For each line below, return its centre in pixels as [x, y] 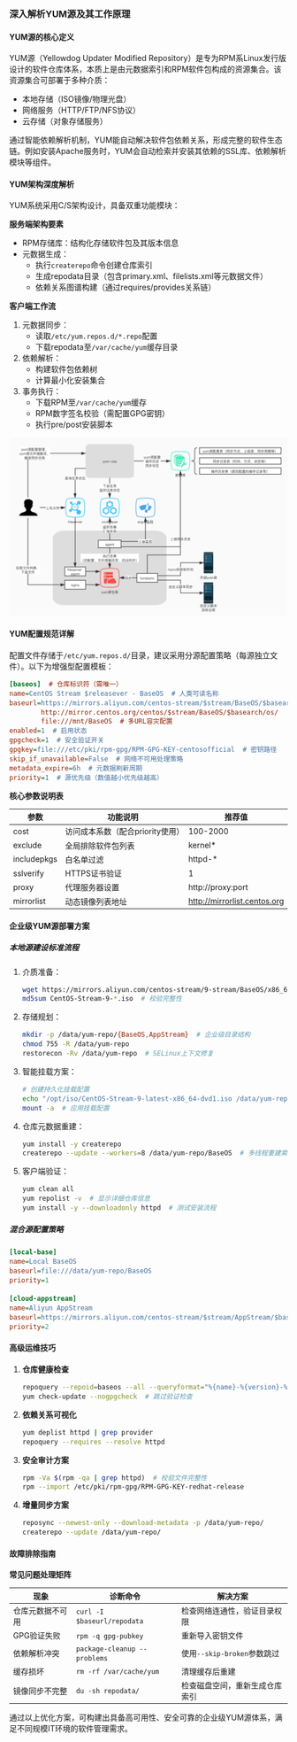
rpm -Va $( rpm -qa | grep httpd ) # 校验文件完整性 [114, 1478]
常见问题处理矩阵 [40, 1575]
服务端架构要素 [36, 224]
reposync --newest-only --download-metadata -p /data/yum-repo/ [143, 1523]
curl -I [90, 1612]
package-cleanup [106, 1649]
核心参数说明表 [36, 795]
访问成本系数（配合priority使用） [125, 832]
